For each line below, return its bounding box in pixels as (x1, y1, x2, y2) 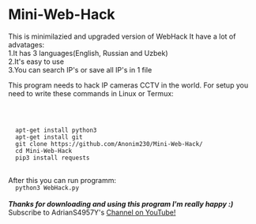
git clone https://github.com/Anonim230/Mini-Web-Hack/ (15, 140, 203, 147)
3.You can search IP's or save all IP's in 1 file (8, 65, 152, 74)
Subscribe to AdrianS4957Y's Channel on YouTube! (8, 207, 176, 217)
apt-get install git (15, 133, 83, 141)
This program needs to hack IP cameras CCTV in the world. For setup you (8, 80, 249, 90)
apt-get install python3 (15, 126, 97, 134)
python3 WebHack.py (15, 184, 80, 192)
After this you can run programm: (8, 175, 117, 185)
